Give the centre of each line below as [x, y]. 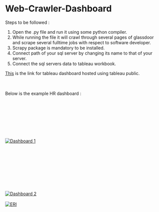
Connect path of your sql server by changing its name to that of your [82, 53]
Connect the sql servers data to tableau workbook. [64, 64]
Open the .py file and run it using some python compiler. [70, 32]
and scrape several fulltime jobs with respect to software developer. [81, 42]
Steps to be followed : [27, 22]
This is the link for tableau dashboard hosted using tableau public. [73, 73]
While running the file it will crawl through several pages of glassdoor [83, 37]
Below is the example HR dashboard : [43, 93]
